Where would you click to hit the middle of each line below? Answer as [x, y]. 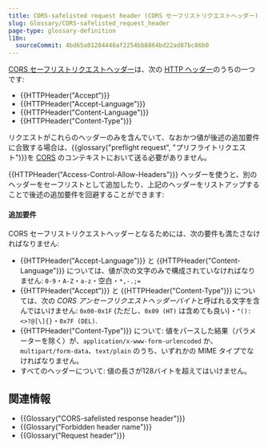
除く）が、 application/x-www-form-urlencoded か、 [132, 341]
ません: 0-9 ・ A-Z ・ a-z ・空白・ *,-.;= [80, 281]
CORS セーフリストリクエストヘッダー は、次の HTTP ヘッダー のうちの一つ [132, 70]
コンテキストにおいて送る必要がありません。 [138, 158]
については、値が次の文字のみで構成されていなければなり [161, 271]
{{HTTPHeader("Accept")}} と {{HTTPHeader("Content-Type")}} [126, 291]
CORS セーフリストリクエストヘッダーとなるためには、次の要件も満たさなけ [134, 234]
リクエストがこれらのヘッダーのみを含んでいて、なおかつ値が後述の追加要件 [134, 138]
